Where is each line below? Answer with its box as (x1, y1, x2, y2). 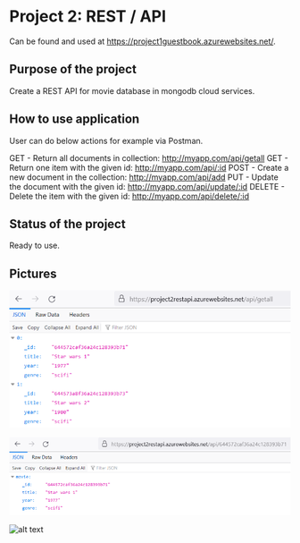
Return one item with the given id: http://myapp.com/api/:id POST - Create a (9, 162, 289, 173)
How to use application (9, 112, 140, 127)
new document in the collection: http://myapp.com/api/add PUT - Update (9, 172, 279, 182)
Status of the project (9, 216, 127, 232)
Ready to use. (9, 240, 61, 251)
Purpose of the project (9, 62, 137, 77)
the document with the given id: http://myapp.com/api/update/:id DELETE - (9, 181, 286, 191)
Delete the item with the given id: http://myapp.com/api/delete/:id (9, 191, 250, 201)
